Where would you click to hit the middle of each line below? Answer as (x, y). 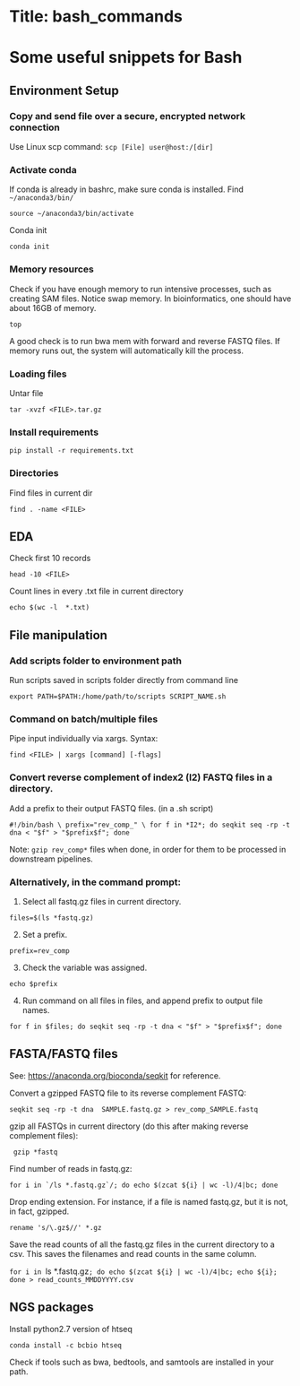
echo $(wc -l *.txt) (50, 608)
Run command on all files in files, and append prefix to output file (142, 1001)
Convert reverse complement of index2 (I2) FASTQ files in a (141, 777)
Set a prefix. (45, 934)
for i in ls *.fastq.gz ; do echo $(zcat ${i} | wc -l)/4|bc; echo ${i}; (143, 1271)
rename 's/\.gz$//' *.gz (56, 1227)
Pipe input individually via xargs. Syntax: (84, 739)
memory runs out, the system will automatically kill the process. (127, 351)
